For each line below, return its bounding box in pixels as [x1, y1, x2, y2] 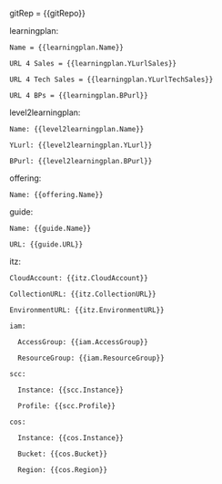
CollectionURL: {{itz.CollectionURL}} [9, 289, 156, 299]
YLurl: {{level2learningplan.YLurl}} [9, 141, 153, 150]
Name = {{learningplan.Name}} [9, 43, 125, 52]
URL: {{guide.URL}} [9, 240, 84, 249]
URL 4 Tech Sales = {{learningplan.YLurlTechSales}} [9, 75, 214, 84]
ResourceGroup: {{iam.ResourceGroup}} [17, 353, 166, 363]
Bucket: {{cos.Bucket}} [17, 449, 107, 458]
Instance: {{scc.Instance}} [17, 385, 125, 395]
